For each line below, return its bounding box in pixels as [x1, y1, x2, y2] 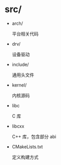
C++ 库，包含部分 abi [11, 133, 56, 140]
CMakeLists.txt [11, 143, 43, 150]
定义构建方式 [11, 154, 38, 160]
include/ [11, 61, 29, 67]
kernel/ [11, 82, 27, 88]
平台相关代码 [11, 30, 38, 36]
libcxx [11, 123, 24, 129]
